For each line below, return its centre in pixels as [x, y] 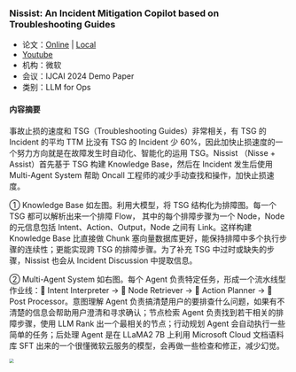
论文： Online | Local [59, 45]
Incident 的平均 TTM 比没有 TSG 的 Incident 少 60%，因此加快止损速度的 [142, 142]
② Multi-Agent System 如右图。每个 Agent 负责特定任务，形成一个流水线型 [148, 279]
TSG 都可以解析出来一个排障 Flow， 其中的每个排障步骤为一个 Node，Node [147, 216]
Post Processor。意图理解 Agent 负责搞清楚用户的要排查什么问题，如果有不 [147, 301]
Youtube [37, 55]
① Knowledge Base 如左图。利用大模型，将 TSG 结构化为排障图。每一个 [143, 205]
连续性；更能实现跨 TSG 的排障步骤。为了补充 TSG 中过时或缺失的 [146, 249]
